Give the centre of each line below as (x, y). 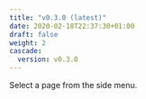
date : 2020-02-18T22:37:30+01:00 (72, 26)
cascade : (26, 51)
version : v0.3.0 (48, 59)
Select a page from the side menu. (73, 85)
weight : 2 (28, 43)
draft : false (34, 34)
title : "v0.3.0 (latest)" (58, 18)
